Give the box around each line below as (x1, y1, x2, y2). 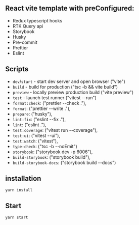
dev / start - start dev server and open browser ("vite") (12, 78, 125, 85)
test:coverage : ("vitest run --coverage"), (12, 127, 98, 133)
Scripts (5, 65, 29, 73)
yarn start (5, 215, 28, 220)
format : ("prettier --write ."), (12, 105, 71, 111)
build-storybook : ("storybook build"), (12, 154, 91, 160)
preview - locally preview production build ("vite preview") (12, 89, 134, 95)
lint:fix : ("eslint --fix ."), (12, 116, 66, 122)
